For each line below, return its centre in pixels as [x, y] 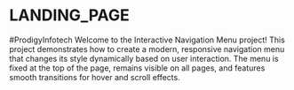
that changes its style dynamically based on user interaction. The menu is [144, 58]
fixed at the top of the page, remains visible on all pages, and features [137, 68]
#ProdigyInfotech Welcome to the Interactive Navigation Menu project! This [147, 40]
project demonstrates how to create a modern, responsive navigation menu [147, 49]
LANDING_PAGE [70, 15]
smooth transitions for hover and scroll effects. [95, 77]
